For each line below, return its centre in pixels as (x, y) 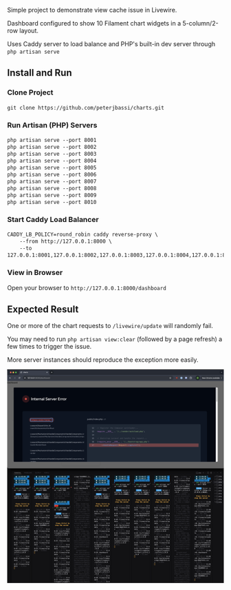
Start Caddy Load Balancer (53, 219)
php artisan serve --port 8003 (52, 154)
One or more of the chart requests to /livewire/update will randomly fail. (110, 326)
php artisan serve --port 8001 (52, 140)
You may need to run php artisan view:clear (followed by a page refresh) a (115, 339)
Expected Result (43, 309)
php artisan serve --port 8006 (52, 174)
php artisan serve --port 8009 (52, 195)
